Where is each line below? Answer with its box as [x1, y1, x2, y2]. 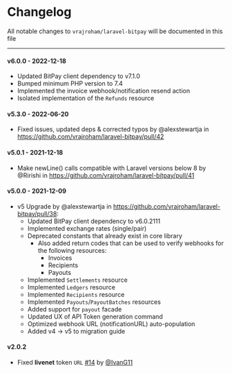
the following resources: [37, 246, 107, 254]
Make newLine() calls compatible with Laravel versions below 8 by [17, 164, 206, 172]
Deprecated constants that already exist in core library [27, 231, 183, 240]
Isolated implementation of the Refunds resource [17, 94, 155, 102]
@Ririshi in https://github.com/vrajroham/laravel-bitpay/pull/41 [17, 171, 195, 180]
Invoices [48, 254, 72, 262]
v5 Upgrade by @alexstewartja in [17, 202, 112, 211]
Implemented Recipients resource [27, 290, 125, 298]
